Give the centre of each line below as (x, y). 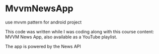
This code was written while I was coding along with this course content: (79, 31)
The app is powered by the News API (43, 46)
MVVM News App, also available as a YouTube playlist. (61, 37)
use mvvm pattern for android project (43, 22)
